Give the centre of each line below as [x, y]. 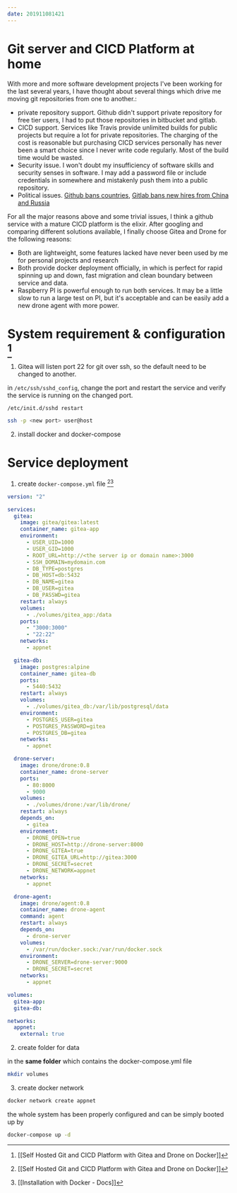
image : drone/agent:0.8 [55, 903]
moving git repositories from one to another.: [72, 98]
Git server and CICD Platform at [101, 48]
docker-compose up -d [39, 1135]
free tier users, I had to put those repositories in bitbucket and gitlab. [117, 120]
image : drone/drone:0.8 [55, 765]
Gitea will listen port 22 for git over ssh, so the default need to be [112, 366]
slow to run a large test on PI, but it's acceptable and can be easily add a [123, 297]
